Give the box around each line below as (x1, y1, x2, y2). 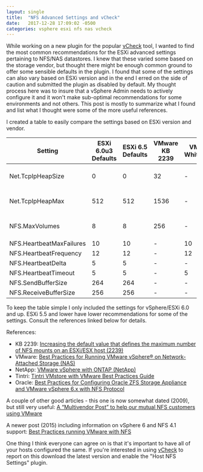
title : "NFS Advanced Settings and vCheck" (6, 15, 120, 21)
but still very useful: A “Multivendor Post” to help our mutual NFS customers (6, 404, 195, 411)
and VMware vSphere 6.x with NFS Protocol (14, 385, 125, 393)
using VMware (6, 410, 42, 418)
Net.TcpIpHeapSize (9, 172, 65, 180)
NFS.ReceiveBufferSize (9, 289, 76, 297)
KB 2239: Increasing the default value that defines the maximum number (14, 340, 196, 348)
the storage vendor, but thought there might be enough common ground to (6, 62, 192, 69)
